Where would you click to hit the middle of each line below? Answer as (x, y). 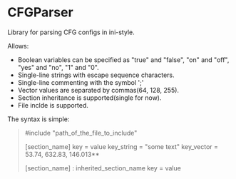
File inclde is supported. (53, 105)
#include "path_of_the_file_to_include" (81, 133)
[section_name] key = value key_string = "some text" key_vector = (122, 146)
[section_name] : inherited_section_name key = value (103, 168)
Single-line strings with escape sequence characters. (96, 75)
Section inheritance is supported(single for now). (89, 98)
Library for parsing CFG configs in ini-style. (71, 32)
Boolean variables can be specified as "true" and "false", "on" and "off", (123, 60)
